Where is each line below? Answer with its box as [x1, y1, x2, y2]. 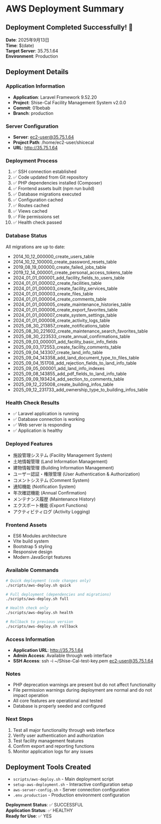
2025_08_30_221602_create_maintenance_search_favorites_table [13, 328, 148, 334]
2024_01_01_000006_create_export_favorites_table [13, 306, 118, 312]
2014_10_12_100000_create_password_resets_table [13, 259, 117, 265]
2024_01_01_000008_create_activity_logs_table [13, 317, 110, 323]
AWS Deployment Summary [6, 3, 124, 15]
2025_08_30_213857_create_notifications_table [13, 322, 110, 328]
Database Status [6, 232, 47, 239]
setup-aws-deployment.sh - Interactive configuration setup [13, 781, 133, 787]
